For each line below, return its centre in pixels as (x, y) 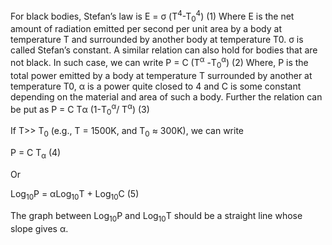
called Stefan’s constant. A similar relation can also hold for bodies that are (164, 50)
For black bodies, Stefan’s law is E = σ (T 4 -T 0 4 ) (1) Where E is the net (152, 16)
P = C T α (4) (36, 154)
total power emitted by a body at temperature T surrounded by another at (161, 75)
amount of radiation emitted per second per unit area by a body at (146, 29)
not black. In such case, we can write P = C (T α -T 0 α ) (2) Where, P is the (159, 63)
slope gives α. (39, 228)
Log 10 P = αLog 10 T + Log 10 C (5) (75, 194)
